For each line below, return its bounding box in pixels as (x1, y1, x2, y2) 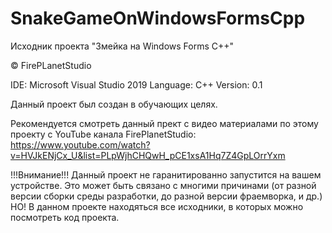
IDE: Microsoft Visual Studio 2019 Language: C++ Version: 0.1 (10, 78, 263, 91)
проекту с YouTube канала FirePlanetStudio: (10, 128, 197, 140)
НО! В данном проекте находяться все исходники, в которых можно (10, 200, 304, 212)
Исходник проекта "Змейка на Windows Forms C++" (10, 40, 235, 52)
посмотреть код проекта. (10, 211, 120, 223)
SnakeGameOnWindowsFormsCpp (10, 7, 306, 30)
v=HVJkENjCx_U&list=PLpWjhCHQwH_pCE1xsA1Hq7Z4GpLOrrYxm (10, 149, 286, 161)
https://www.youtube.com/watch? (10, 138, 151, 151)
